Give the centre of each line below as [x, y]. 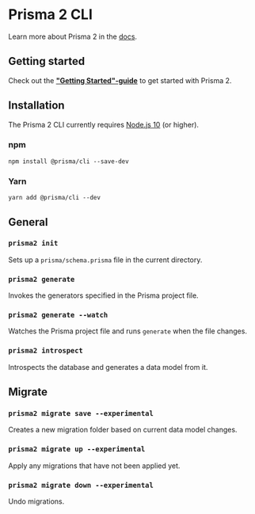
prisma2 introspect [46, 351]
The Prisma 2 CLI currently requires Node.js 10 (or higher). [104, 124]
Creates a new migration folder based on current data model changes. [123, 430]
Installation [36, 106]
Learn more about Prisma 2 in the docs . [72, 36]
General [29, 222]
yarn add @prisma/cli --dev [55, 198]
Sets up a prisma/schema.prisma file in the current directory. [105, 260]
